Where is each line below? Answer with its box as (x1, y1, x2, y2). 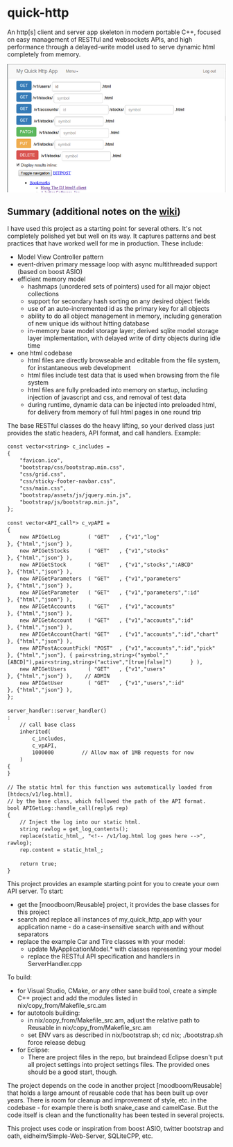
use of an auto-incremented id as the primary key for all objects (27, 304, 210, 312)
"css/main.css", (19, 485, 67, 492)
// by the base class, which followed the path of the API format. (7, 798, 207, 805)
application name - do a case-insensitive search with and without (17, 922, 205, 931)
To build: (7, 972, 33, 981)
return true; (19, 860, 58, 867)
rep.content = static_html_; (19, 847, 104, 853)
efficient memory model (17, 275, 86, 283)
